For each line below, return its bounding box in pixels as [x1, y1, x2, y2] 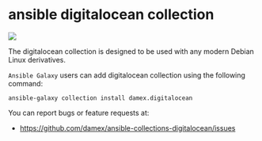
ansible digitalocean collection [8, 6, 215, 24]
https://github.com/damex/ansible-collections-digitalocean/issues [19, 123, 236, 132]
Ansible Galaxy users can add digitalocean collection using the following [8, 70, 245, 80]
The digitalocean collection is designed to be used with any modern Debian [8, 46, 255, 56]
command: [8, 78, 44, 88]
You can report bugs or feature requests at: [8, 108, 150, 117]
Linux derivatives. [8, 55, 66, 64]
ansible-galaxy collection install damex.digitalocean [8, 93, 193, 102]
